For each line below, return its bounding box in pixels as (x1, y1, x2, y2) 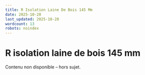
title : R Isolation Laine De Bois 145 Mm (5, 7, 93, 12)
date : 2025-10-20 (5, 12, 41, 17)
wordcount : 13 (5, 21, 35, 26)
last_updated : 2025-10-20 (5, 16, 59, 21)
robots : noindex (5, 26, 39, 31)
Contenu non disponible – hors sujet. (5, 64, 81, 70)
